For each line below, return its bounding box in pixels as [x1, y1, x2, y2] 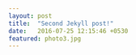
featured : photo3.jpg [8, 34, 82, 43]
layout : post [8, 11, 53, 20]
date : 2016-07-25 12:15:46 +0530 [8, 27, 129, 35]
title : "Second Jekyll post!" [8, 19, 114, 27]
